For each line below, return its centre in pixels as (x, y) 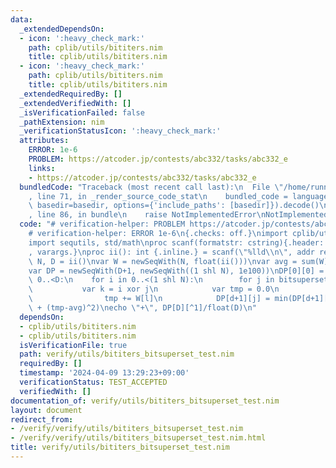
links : (42, 168)
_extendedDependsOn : (62, 29)
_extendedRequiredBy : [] (71, 94)
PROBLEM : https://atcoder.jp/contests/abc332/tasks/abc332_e (158, 159)
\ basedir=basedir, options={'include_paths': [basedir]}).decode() (174, 206)
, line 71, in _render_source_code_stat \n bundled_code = (158, 196)
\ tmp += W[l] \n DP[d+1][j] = (149, 299)
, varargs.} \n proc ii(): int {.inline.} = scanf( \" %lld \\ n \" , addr (171, 252)
